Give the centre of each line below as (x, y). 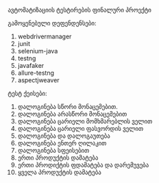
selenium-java (38, 51)
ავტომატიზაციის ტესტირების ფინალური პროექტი (79, 10)
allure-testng (36, 73)
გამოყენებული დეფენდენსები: (52, 23)
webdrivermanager (45, 36)
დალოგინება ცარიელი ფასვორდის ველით (80, 129)
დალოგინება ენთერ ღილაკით (62, 143)
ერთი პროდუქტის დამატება (58, 158)
